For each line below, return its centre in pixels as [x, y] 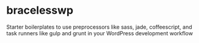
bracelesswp [40, 10]
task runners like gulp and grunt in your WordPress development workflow [100, 33]
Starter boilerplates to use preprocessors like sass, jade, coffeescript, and [99, 27]
